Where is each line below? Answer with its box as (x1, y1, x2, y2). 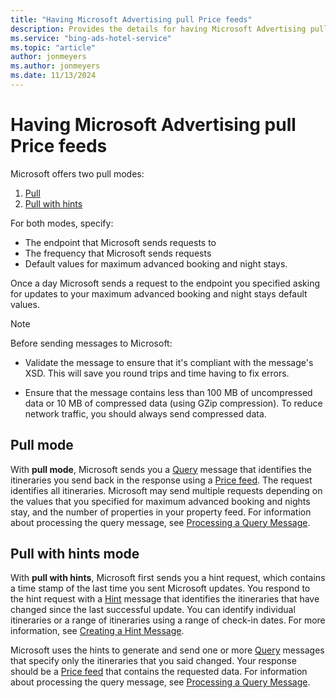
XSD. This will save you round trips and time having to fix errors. (24, 367, 290, 379)
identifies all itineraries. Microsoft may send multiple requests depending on (10, 484, 323, 496)
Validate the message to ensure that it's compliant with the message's (24, 356, 314, 368)
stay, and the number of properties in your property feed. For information (10, 506, 312, 518)
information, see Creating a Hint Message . (10, 625, 185, 637)
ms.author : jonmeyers (10, 61, 101, 71)
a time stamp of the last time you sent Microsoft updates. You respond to (10, 582, 311, 595)
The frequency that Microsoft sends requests (24, 247, 212, 259)
